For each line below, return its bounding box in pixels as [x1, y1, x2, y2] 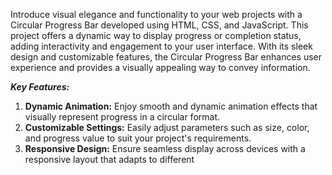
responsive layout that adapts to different [24, 154, 195, 165]
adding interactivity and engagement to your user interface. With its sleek [10, 40, 313, 52]
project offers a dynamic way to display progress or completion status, [10, 30, 302, 41]
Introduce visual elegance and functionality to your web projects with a [10, 9, 303, 20]
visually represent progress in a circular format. [24, 111, 221, 123]
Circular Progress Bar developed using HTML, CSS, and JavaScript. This [10, 19, 309, 31]
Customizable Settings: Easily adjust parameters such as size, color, [24, 122, 310, 133]
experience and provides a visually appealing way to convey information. [10, 62, 311, 73]
